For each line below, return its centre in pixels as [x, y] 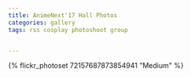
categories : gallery [42, 23]
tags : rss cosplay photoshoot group [68, 30]
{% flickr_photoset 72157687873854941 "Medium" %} [96, 66]
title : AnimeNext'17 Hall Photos [63, 15]
